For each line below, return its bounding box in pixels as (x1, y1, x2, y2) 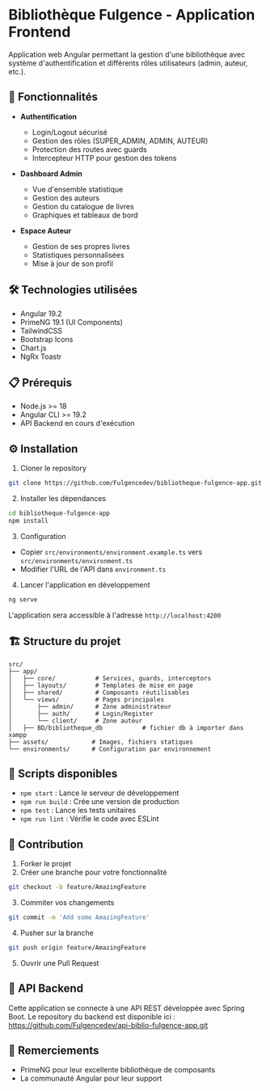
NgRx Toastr (19, 352, 62, 361)
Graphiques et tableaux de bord (32, 210, 139, 220)
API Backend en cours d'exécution (19, 419, 135, 428)
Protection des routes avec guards (32, 144, 147, 154)
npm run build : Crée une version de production (19, 797, 179, 807)
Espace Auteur (19, 225, 72, 235)
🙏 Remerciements (8, 1043, 99, 1057)
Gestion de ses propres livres (32, 241, 131, 251)
